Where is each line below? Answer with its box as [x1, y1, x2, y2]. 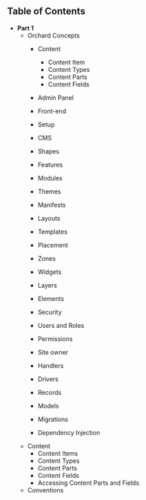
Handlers [37, 361, 64, 369]
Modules [37, 174, 63, 182]
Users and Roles [37, 321, 85, 329]
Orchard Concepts [27, 31, 81, 39]
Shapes [37, 147, 60, 155]
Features [37, 160, 63, 169]
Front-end [37, 107, 67, 115]
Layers [37, 281, 57, 289]
